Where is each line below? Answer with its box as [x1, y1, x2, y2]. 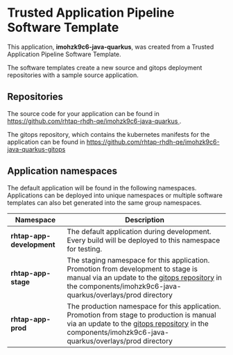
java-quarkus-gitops [7, 145, 66, 154]
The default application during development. [67, 226, 212, 236]
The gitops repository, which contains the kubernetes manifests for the [7, 130, 210, 138]
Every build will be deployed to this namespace [67, 235, 221, 245]
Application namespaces [7, 165, 118, 177]
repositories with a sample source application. [7, 71, 139, 79]
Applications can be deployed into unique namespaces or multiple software [7, 191, 223, 199]
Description [124, 215, 165, 224]
